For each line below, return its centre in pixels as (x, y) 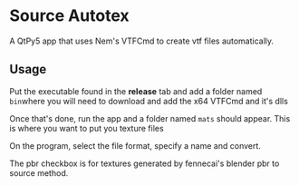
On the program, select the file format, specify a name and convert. (135, 145)
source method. (39, 172)
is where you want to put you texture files (87, 128)
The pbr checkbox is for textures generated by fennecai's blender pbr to (145, 163)
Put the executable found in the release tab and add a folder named (136, 91)
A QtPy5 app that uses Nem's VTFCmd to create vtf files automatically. (142, 41)
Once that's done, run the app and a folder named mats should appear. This (150, 118)
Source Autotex (69, 16)
